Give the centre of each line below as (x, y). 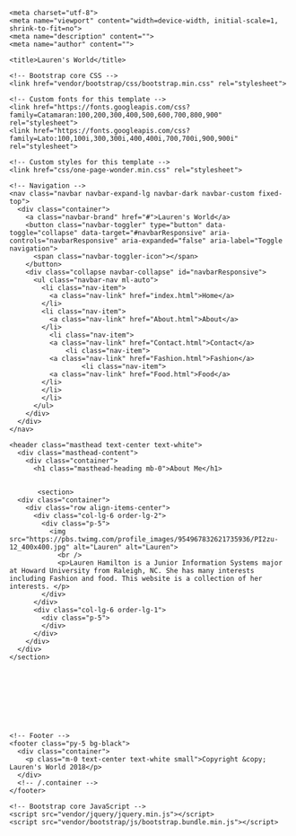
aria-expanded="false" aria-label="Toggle (202, 241)
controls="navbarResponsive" (64, 241)
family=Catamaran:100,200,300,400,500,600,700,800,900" (116, 115)
